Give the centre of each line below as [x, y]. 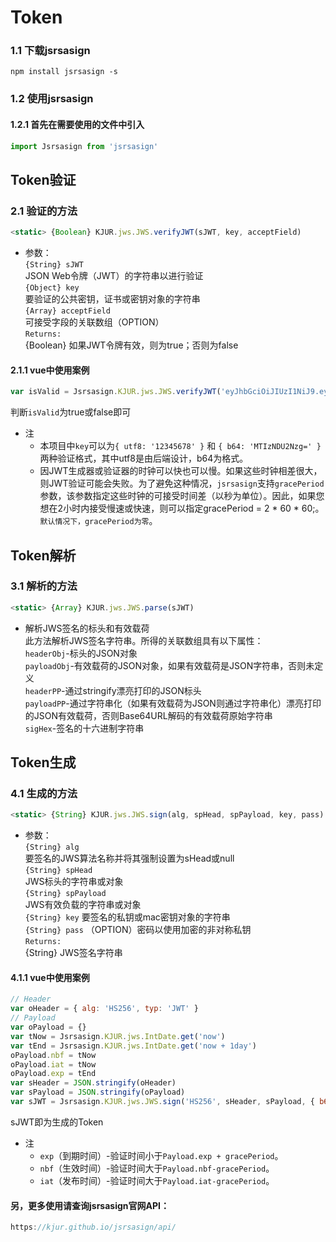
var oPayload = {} [48, 1027]
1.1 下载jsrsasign [50, 51]
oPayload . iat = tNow [53, 1064]
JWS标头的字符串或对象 [74, 882]
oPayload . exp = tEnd [53, 1074]
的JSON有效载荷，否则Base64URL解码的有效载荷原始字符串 [148, 715]
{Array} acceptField [67, 311]
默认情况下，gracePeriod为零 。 [98, 521]
